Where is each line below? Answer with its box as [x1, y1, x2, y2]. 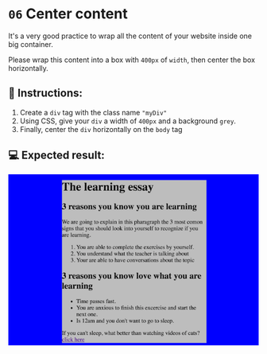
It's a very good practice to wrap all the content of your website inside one [8, 31, 253, 41]
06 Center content [8, 5, 129, 23]
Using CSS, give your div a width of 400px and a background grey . [19, 116, 237, 126]
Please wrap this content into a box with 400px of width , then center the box [8, 55, 256, 64]
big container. [8, 39, 53, 49]
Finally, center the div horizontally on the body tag [19, 124, 183, 134]
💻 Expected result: [8, 149, 105, 162]
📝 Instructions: [8, 87, 83, 100]
